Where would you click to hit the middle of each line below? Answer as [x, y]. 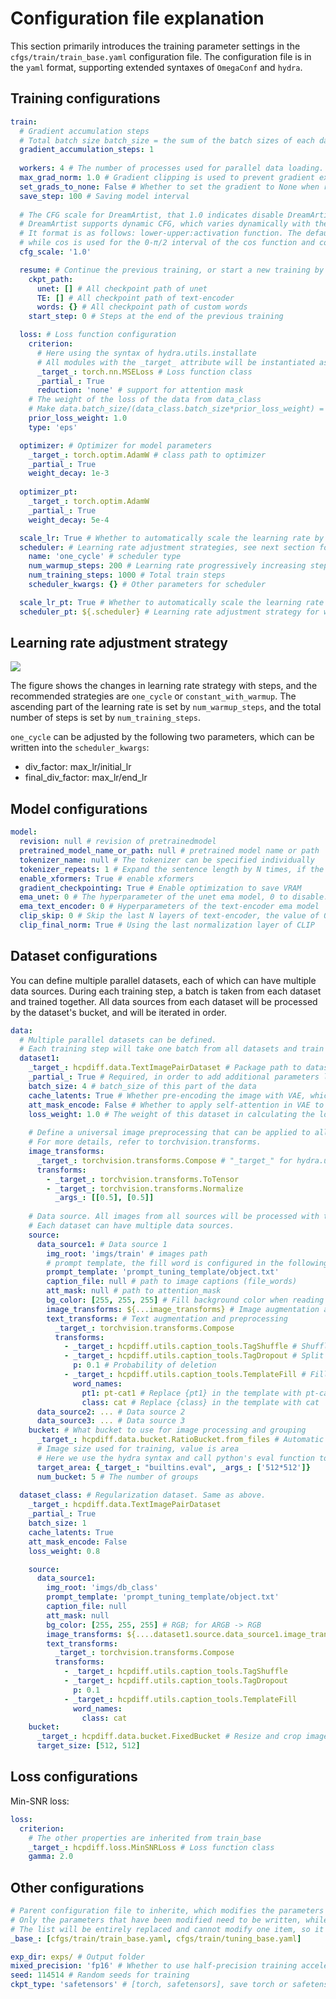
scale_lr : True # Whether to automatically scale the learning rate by [172, 538]
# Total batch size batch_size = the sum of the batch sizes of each [167, 140]
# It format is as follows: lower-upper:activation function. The [160, 233]
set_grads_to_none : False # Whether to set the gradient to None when [169, 187]
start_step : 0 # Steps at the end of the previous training [156, 317]
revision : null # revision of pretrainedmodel [118, 842]
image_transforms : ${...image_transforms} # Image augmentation [183, 1309]
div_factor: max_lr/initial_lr [78, 767]
